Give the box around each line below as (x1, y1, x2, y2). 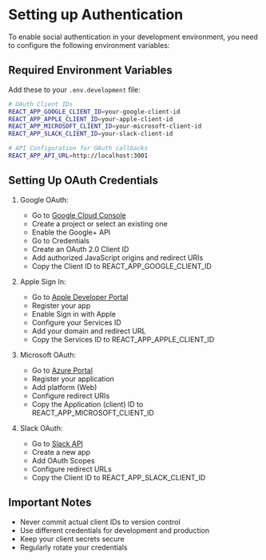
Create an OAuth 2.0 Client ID (31, 244, 129, 254)
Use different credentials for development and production (19, 525, 210, 535)
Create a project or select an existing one (31, 219, 168, 228)
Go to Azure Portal (31, 365, 93, 375)
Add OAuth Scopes (31, 455, 95, 465)
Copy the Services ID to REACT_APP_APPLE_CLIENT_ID (31, 334, 215, 344)
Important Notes (8, 496, 92, 510)
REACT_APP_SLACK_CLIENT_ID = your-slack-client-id (8, 130, 173, 138)
